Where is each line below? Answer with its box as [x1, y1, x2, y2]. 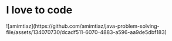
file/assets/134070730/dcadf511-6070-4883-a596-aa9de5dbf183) [6, 28, 167, 35]
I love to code [6, 3, 73, 17]
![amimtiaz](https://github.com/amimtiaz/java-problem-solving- [6, 23, 160, 29]
